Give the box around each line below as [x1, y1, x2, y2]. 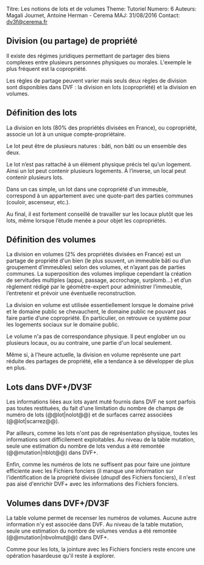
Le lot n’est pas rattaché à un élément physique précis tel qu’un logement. [6, 160, 192, 168]
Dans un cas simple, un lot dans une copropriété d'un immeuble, [6, 185, 169, 193]
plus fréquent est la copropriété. [6, 65, 87, 72]
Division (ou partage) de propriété [6, 36, 138, 46]
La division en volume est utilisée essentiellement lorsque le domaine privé [6, 301, 194, 309]
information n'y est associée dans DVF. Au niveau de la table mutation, [6, 521, 184, 528]
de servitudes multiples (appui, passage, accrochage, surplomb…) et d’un [6, 276, 192, 284]
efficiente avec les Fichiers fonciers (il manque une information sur [6, 467, 174, 475]
